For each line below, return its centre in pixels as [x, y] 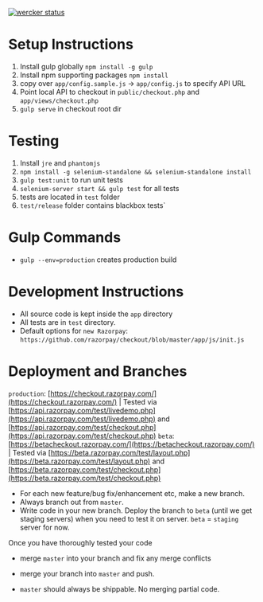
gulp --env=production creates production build [98, 260]
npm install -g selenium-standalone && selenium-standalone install [135, 172]
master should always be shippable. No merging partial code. [120, 588]
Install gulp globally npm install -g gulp [86, 66]
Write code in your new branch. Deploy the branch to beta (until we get [136, 510]
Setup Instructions [71, 45]
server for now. [44, 527]
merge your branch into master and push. [87, 573]
